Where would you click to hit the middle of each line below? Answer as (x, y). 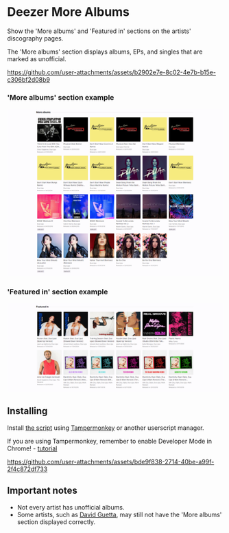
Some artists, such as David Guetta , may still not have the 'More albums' (119, 514)
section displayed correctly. (56, 522)
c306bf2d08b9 (28, 79)
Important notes (42, 491)
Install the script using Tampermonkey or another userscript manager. (106, 428)
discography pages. (35, 38)
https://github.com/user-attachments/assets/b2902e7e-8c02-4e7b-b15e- (111, 72)
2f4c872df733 (27, 469)
